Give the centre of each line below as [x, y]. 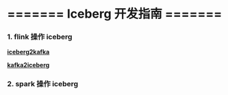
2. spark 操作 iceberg [43, 84]
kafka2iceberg [28, 65]
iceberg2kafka [28, 52]
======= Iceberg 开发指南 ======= [115, 14]
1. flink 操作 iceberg [40, 37]
